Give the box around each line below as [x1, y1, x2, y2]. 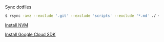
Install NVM [5, 22, 28, 28]
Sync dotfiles [5, 4, 32, 10]
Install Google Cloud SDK [5, 31, 56, 37]
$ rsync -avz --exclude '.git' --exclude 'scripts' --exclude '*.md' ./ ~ [5, 14, 161, 18]
